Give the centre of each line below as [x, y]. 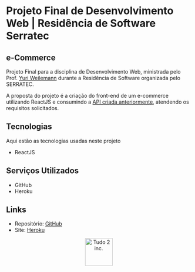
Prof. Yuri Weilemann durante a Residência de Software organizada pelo [93, 78]
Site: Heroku [30, 230]
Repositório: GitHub [38, 224]
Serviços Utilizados [43, 171]
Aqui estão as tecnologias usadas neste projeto [63, 141]
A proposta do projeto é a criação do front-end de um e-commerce [88, 96]
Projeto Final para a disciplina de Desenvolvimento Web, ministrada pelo [93, 72]
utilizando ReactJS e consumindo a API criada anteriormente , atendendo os [97, 102]
